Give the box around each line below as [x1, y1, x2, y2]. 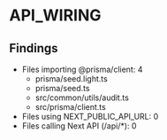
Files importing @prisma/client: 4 [21, 64, 143, 74]
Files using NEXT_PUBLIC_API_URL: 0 [21, 112, 159, 121]
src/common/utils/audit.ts [34, 92, 130, 103]
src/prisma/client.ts [34, 102, 106, 112]
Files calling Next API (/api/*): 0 [21, 121, 137, 131]
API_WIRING [9, 5, 102, 26]
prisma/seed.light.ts [34, 74, 108, 84]
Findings [9, 41, 59, 56]
